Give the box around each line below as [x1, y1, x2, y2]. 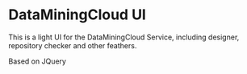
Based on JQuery [8, 56, 67, 66]
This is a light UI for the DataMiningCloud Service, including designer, [8, 32, 240, 42]
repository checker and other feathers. [8, 40, 137, 50]
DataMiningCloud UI [8, 6, 147, 24]
